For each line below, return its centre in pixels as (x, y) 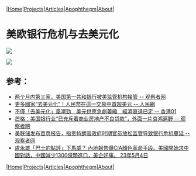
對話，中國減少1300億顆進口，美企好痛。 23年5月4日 (84, 155)
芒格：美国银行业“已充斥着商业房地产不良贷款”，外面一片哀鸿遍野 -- (97, 118)
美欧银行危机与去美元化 (63, 34)
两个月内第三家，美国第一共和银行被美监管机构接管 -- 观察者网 (90, 96)
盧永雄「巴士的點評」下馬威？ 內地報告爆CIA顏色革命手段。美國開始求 (99, 148)
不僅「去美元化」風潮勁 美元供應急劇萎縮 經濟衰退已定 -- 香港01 (95, 111)
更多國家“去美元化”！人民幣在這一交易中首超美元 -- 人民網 (85, 104)
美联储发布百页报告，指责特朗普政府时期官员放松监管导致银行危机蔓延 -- (102, 133)
